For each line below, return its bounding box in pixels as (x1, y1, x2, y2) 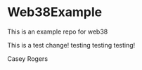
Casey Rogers (7, 54, 48, 63)
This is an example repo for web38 (7, 27, 108, 36)
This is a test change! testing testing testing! (7, 41, 136, 49)
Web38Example (7, 4, 103, 20)
